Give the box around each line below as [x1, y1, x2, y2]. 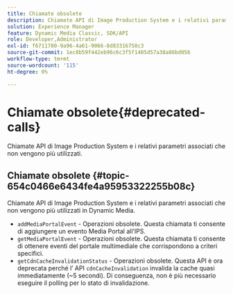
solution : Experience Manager [7, 23, 95, 30]
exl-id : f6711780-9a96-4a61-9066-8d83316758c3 [7, 42, 144, 49]
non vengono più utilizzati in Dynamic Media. [7, 206, 135, 215]
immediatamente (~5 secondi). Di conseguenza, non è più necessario [17, 272, 216, 280]
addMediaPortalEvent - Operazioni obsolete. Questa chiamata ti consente [17, 220, 225, 228]
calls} [7, 119, 41, 135]
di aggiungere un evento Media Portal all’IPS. [17, 227, 146, 236]
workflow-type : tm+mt [7, 56, 70, 63]
